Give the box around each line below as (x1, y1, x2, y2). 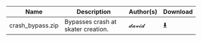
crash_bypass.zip (9, 21, 59, 29)
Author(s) (129, 8, 158, 15)
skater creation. (64, 25, 109, 33)
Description (76, 8, 111, 15)
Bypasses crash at (64, 18, 117, 26)
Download (163, 8, 193, 15)
